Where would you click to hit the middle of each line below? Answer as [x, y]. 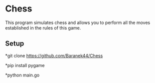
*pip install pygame [25, 65]
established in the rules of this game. [43, 27]
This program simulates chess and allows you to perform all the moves [78, 22]
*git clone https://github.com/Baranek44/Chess [54, 55]
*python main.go [22, 75]
